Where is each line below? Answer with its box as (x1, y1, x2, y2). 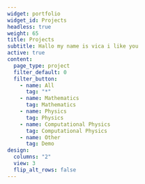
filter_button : (13, 75, 58, 83)
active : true (7, 50, 45, 57)
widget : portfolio (7, 10, 61, 17)
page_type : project (13, 62, 70, 69)
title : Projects (7, 36, 54, 43)
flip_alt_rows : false (13, 166, 77, 174)
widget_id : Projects (7, 17, 68, 24)
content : (7, 56, 33, 63)
